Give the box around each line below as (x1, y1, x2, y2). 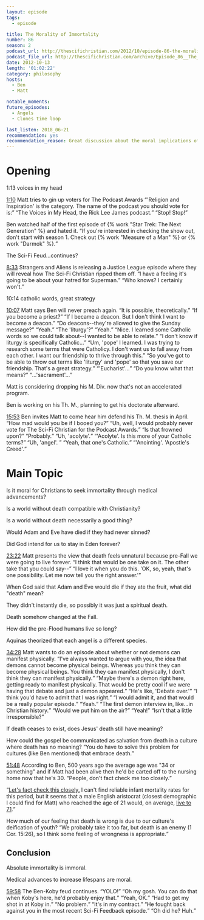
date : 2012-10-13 (6, 59, 50, 66)
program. (6, 390, 30, 397)
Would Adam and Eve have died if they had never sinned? (6, 528, 151, 536)
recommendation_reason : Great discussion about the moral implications (6, 138, 191, 144)
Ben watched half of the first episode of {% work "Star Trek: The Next (6, 221, 182, 228)
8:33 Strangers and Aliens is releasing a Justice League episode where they (6, 264, 197, 271)
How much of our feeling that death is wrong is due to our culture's (6, 817, 174, 825)
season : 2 (6, 43, 32, 49)
